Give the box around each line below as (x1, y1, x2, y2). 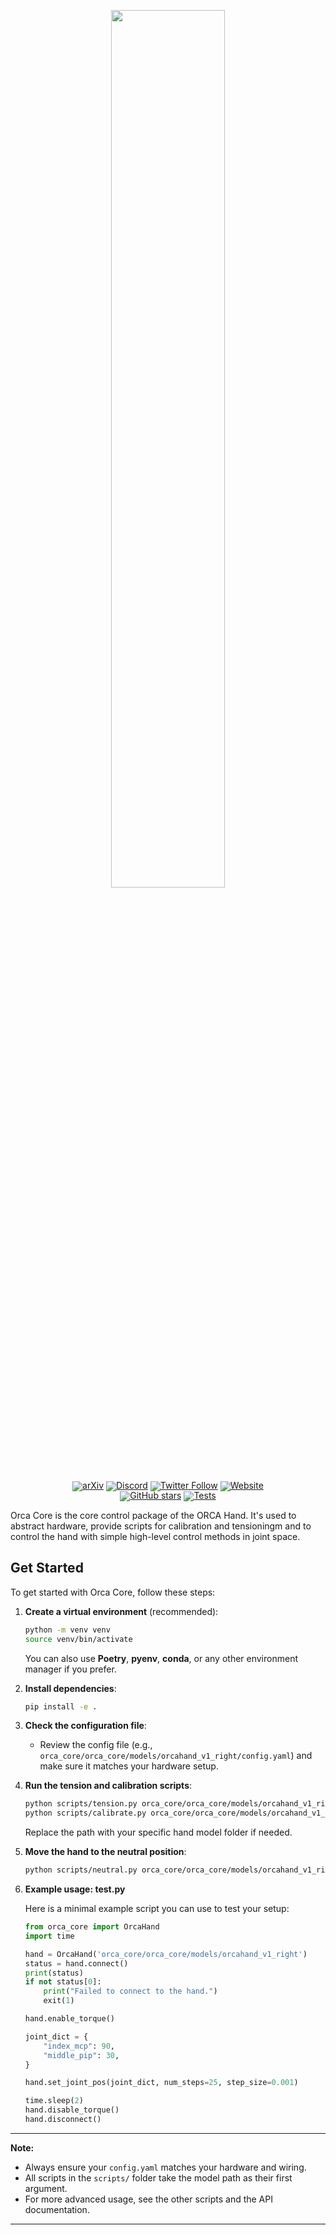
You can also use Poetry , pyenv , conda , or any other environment (24, 1652, 298, 1664)
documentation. (24, 2203, 90, 2215)
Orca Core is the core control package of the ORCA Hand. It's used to (10, 1510, 297, 1521)
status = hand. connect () (24, 1958, 129, 1969)
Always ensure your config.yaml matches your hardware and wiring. (24, 2161, 307, 2173)
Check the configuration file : (24, 1720, 147, 1732)
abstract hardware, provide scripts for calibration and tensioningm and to (10, 1520, 312, 1532)
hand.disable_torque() (24, 2105, 120, 2115)
